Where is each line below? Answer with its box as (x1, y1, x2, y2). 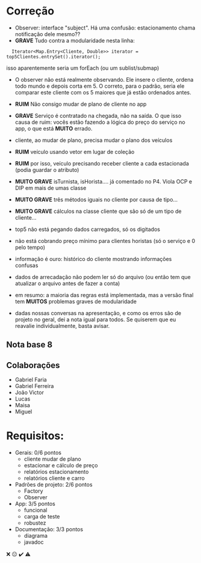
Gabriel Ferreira (14, 383, 54, 390)
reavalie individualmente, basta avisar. (14, 322, 110, 329)
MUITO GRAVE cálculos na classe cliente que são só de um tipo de (14, 208, 182, 215)
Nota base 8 (6, 340, 53, 350)
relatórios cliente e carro (23, 475, 85, 482)
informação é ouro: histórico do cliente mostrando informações (14, 255, 172, 262)
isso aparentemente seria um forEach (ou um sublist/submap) (6, 64, 159, 72)
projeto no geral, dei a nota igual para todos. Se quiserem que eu (14, 316, 176, 323)
